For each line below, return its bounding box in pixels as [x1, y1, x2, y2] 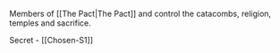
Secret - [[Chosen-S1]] [9, 35, 94, 45]
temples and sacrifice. [9, 18, 91, 28]
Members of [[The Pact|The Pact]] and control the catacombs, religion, [9, 9, 271, 19]
